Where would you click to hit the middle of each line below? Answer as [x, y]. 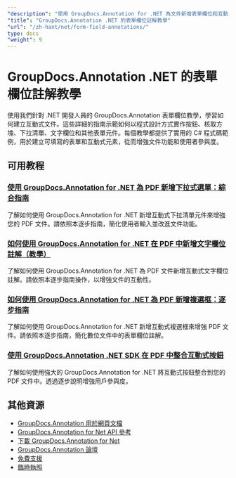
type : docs [23, 33]
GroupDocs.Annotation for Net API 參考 [74, 432]
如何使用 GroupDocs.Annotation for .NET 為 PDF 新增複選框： [113, 299]
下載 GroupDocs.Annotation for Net [68, 441]
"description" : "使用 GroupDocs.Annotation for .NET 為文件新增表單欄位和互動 [118, 14]
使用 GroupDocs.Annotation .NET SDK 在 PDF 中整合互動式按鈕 [116, 356]
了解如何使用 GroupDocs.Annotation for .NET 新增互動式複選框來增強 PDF [114, 327]
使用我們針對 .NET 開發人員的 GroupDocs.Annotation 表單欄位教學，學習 [112, 115]
